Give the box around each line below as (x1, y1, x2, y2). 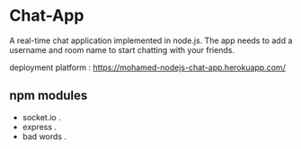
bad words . (22, 131, 67, 142)
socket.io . (22, 111, 61, 122)
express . (22, 121, 57, 132)
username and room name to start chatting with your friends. (9, 44, 235, 55)
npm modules (9, 88, 88, 103)
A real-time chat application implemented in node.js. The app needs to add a (9, 35, 293, 46)
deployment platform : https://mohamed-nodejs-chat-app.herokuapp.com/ (9, 62, 286, 73)
